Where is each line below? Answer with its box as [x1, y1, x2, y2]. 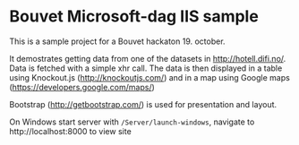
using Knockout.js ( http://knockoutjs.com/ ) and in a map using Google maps [9, 72, 291, 82]
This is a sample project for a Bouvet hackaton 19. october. [9, 36, 226, 47]
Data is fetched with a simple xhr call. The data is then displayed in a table [9, 63, 283, 73]
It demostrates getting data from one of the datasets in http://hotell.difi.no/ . [9, 53, 286, 64]
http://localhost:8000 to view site [9, 125, 132, 136]
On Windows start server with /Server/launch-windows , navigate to [9, 116, 255, 127]
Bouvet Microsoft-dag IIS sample [9, 6, 260, 27]
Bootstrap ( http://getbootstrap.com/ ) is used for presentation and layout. [9, 98, 278, 109]
